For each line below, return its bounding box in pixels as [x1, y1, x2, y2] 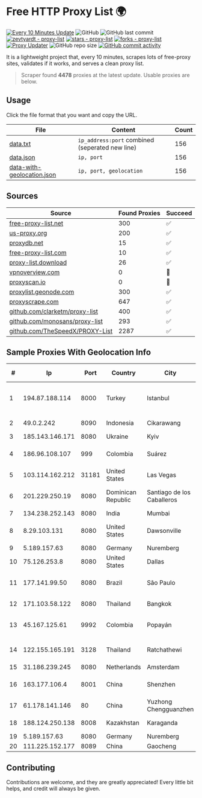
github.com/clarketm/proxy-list [9, 307, 98, 315]
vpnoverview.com [9, 268, 60, 276]
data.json [9, 153, 35, 162]
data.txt [9, 139, 31, 148]
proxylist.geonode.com [9, 287, 75, 296]
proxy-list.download [9, 258, 67, 266]
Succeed [166, 209, 192, 217]
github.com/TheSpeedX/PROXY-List [9, 327, 113, 335]
